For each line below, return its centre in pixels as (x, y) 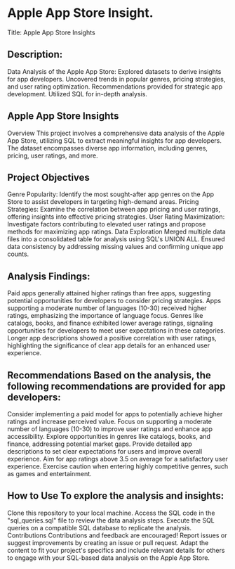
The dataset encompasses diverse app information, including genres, (108, 148)
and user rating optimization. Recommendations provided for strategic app (115, 87)
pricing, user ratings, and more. (53, 155)
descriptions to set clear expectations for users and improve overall (105, 451)
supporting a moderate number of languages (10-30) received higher (107, 308)
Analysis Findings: (49, 276)
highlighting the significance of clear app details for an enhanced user (109, 345)
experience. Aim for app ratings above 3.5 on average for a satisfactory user (117, 459)
